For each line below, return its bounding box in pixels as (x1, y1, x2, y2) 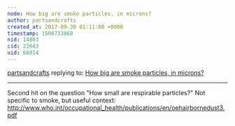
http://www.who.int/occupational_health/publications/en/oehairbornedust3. (7, 103, 225, 112)
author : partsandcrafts (7, 17, 77, 24)
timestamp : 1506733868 (7, 29, 73, 37)
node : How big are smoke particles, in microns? (7, 10, 152, 17)
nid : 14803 (7, 36, 39, 43)
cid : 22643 (7, 43, 39, 50)
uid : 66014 (7, 50, 39, 57)
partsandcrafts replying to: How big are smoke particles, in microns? (7, 68, 204, 77)
